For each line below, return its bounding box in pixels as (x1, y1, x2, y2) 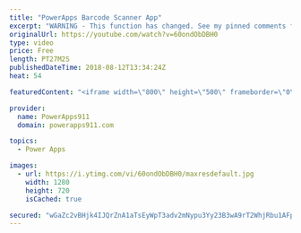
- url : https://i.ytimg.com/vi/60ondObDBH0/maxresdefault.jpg (17, 169, 254, 178)
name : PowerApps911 (17, 112, 90, 121)
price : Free (9, 47, 54, 56)
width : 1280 (25, 177, 70, 186)
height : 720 (25, 186, 70, 195)
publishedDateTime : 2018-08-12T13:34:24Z (9, 64, 167, 73)
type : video (9, 38, 54, 47)
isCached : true (25, 194, 82, 203)
